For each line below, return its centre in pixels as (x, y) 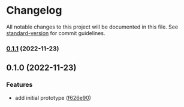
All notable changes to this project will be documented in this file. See (92, 27)
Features (19, 85)
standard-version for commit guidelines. (56, 33)
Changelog (34, 10)
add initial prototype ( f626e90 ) (53, 97)
